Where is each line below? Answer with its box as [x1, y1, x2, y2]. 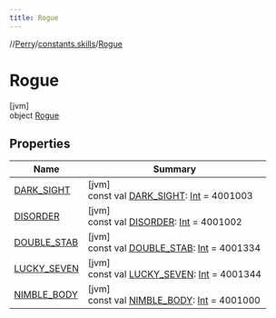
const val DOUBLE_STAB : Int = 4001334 [87, 242, 261, 254]
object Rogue [9, 110, 60, 121]
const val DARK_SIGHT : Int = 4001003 [87, 190, 253, 203]
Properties [9, 135, 71, 151]
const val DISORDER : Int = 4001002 [87, 215, 242, 228]
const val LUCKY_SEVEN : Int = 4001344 [87, 268, 261, 281]
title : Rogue [9, 13, 59, 23]
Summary [153, 163, 197, 175]
